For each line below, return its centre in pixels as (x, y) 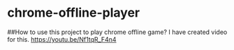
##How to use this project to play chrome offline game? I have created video (117, 32)
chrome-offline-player (74, 13)
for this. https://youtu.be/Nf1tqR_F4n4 (62, 39)
